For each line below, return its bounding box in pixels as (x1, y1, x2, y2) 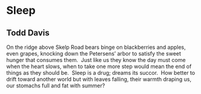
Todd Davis (6, 28, 50, 38)
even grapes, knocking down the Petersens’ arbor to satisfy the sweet (6, 50, 182, 57)
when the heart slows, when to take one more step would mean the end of (6, 63, 192, 70)
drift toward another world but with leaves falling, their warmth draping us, (6, 76, 192, 83)
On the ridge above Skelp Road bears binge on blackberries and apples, (6, 43, 186, 51)
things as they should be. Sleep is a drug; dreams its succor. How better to (6, 69, 196, 76)
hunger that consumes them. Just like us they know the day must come (6, 57, 186, 63)
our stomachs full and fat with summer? (6, 82, 105, 89)
